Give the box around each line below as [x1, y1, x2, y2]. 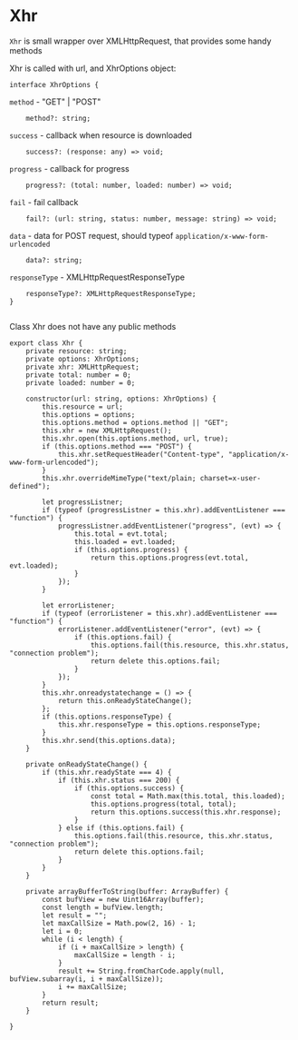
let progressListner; [42, 497, 124, 507]
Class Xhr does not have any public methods [9, 321, 177, 332]
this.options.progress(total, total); [90, 799, 237, 808]
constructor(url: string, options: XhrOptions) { [25, 394, 217, 403]
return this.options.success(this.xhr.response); [90, 807, 282, 817]
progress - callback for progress [9, 163, 130, 173]
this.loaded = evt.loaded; [73, 537, 177, 546]
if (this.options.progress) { [73, 545, 188, 554]
